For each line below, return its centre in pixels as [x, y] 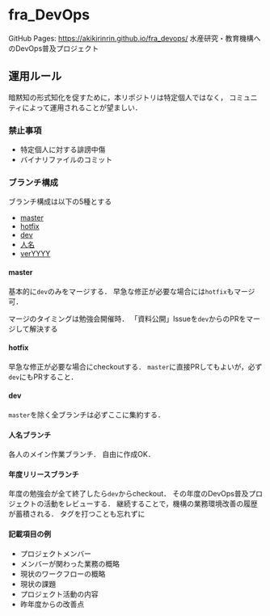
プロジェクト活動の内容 [59, 594]
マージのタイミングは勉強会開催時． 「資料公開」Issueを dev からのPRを [127, 319]
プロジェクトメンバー [55, 553]
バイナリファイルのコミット [66, 160]
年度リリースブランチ [44, 474]
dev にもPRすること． [43, 377]
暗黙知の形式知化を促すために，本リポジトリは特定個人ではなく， [118, 97]
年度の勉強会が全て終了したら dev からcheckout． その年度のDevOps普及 [129, 494]
